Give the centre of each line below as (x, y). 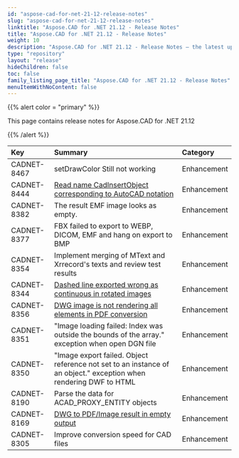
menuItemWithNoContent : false (52, 87)
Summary (71, 153)
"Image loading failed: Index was (109, 326)
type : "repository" (36, 54)
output (65, 423)
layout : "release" (34, 61)
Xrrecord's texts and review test (108, 265)
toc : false (23, 73)
